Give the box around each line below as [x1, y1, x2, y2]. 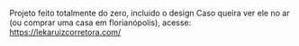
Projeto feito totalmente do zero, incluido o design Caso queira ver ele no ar [9, 8, 290, 18]
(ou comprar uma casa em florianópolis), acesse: [9, 17, 192, 28]
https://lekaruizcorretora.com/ [9, 27, 122, 37]
